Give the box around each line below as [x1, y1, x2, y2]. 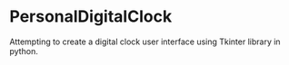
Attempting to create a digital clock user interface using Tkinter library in [9, 36, 281, 47]
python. [9, 45, 38, 56]
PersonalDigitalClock [9, 6, 173, 27]
